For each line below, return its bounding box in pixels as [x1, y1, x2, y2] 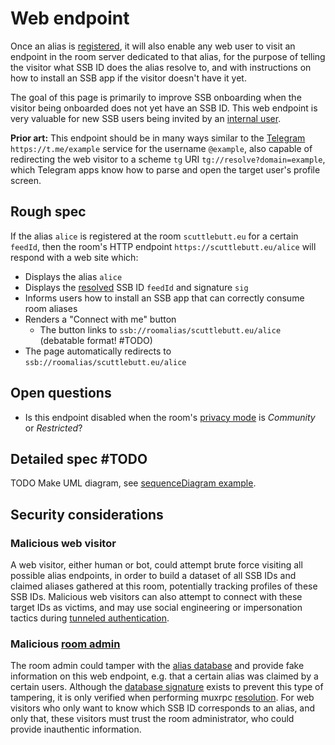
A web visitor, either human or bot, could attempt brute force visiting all [10, 559, 303, 571]
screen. [10, 174, 42, 186]
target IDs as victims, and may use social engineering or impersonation [10, 602, 303, 614]
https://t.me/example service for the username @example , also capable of [10, 142, 313, 154]
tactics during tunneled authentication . [10, 612, 170, 624]
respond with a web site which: [10, 251, 139, 263]
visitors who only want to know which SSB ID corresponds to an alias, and [10, 702, 316, 714]
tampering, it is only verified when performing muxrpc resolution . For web [10, 692, 315, 704]
